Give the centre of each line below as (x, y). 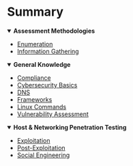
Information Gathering (48, 51)
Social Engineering (43, 155)
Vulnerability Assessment (53, 114)
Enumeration (35, 44)
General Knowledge (42, 64)
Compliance (34, 78)
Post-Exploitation (41, 148)
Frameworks (34, 99)
